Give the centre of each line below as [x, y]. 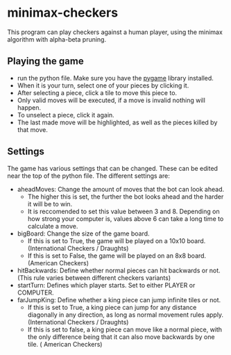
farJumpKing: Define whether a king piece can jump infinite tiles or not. [119, 299]
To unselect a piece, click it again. [66, 115]
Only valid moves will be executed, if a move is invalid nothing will [111, 100]
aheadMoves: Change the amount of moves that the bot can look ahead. [120, 189]
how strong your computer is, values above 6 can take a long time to [126, 218]
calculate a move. [53, 226]
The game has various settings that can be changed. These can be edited [113, 168]
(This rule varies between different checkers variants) [94, 278]
